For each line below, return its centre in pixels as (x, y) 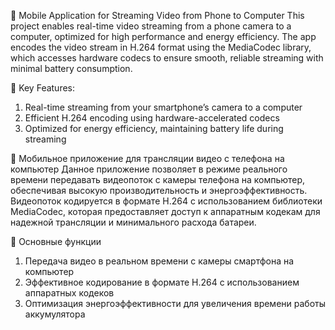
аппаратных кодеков (69, 293)
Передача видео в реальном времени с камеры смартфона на (159, 261)
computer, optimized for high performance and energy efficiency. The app (163, 36)
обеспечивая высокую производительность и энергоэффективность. (159, 190)
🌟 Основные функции (56, 241)
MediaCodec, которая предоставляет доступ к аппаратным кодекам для (165, 211)
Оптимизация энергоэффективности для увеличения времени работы (175, 303)
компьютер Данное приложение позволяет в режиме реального (149, 169)
